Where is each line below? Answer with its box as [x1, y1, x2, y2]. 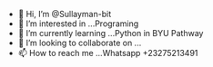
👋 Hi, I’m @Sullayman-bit [17, 9, 112, 19]
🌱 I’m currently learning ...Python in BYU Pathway [17, 28, 204, 38]
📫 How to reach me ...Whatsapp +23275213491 [17, 48, 198, 58]
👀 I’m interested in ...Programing [17, 18, 139, 29]
